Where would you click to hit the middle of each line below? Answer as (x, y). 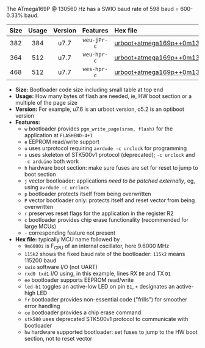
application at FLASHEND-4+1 (59, 135)
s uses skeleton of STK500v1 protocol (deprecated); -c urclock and (110, 155)
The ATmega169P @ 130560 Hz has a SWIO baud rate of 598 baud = (93, 9)
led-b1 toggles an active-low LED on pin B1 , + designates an (99, 286)
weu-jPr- (95, 40)
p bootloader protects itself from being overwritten (88, 194)
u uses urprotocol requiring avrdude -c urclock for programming (106, 148)
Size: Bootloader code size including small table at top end (89, 89)
